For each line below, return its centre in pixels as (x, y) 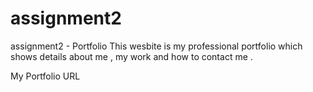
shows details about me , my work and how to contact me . (131, 56)
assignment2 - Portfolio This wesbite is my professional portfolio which (156, 46)
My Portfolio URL (45, 76)
